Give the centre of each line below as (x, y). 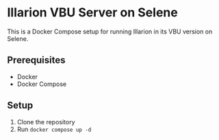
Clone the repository (46, 122)
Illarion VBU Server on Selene (92, 13)
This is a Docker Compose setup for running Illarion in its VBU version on (110, 31)
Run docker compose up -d (54, 129)
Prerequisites (36, 60)
